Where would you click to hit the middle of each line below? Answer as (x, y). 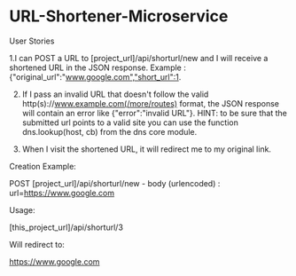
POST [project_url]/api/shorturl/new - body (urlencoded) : (115, 183)
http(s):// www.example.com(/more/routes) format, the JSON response (150, 103)
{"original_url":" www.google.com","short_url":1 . (95, 76)
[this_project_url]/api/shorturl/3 (66, 227)
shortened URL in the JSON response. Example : (97, 67)
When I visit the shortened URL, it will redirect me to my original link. (147, 149)
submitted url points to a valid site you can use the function (130, 122)
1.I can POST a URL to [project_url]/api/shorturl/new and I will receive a (139, 58)
